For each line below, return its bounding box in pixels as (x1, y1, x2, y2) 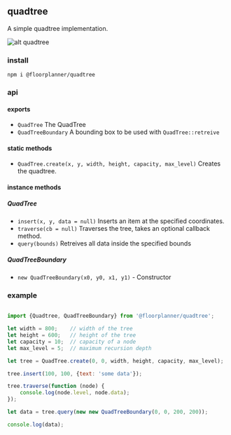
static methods (7, 144, 52, 152)
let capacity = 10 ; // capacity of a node (7, 338, 136, 345)
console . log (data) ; (7, 421, 64, 428)
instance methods (7, 183, 62, 192)
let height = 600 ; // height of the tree (7, 332, 136, 339)
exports (7, 105, 31, 113)
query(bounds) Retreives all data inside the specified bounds (17, 239, 191, 248)
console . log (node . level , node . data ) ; (20, 389, 130, 396)
